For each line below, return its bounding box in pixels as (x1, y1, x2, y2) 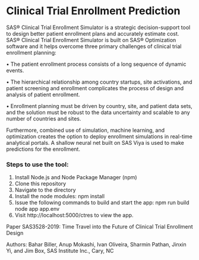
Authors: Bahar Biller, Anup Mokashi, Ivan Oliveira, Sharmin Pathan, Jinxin (6, 241, 187, 248)
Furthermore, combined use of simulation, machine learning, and (6, 126, 165, 134)
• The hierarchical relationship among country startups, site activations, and (6, 78, 192, 85)
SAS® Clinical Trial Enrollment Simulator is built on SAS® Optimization (6, 36, 176, 43)
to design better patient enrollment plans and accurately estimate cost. (6, 30, 179, 37)
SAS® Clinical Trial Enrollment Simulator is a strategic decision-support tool (6, 24, 191, 31)
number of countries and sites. (6, 115, 81, 122)
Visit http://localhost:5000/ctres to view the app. (14, 212, 134, 219)
